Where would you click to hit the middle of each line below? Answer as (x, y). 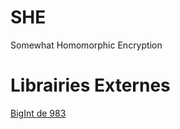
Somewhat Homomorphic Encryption (86, 45)
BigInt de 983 (38, 113)
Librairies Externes (90, 85)
